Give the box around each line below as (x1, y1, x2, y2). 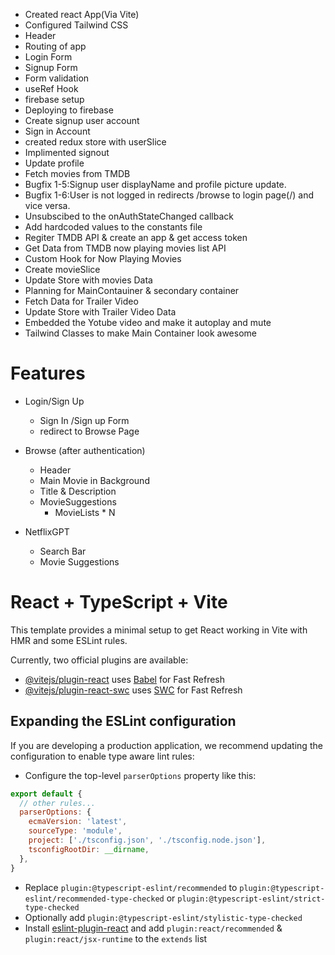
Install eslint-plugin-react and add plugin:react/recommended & (24, 922, 283, 934)
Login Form (24, 51, 73, 63)
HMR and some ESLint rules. (10, 634, 128, 646)
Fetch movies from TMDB (24, 168, 131, 179)
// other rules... (19, 798, 97, 808)
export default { (10, 789, 83, 799)
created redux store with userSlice (24, 136, 167, 148)
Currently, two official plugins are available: (10, 654, 189, 666)
